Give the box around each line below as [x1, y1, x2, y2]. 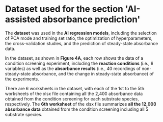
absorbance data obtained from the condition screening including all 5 [5, 106, 149, 112]
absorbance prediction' [42, 14, 140, 25]
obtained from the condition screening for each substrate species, [5, 96, 139, 101]
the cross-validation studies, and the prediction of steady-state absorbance [5, 40, 158, 46]
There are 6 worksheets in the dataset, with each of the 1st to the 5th [5, 85, 145, 91]
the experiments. [5, 76, 39, 82]
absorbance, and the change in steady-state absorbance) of [31, 71, 154, 76]
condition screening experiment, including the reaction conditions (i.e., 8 [5, 60, 154, 66]
